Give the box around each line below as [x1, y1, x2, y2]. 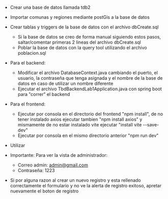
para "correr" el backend [17, 91, 70, 97]
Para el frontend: [10, 101, 46, 107]
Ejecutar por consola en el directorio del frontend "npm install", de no [17, 111, 163, 117]
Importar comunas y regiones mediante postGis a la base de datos [10, 14, 150, 20]
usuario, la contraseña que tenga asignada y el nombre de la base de [17, 75, 163, 81]
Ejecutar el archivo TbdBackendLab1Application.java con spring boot [17, 86, 162, 92]
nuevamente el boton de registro [10, 188, 79, 194]
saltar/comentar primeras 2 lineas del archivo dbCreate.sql [17, 39, 141, 45]
